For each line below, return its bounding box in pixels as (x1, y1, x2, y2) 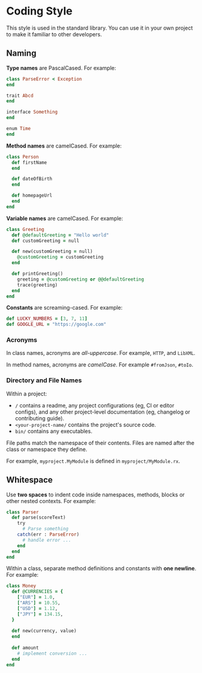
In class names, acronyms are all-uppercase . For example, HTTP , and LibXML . (6, 350, 196, 357)
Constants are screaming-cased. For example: (6, 304, 123, 311)
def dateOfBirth (11, 176, 52, 182)
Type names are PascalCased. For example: (6, 64, 116, 71)
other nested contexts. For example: (6, 497, 96, 504)
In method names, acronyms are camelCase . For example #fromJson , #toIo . (6, 361, 194, 368)
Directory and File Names (6, 376, 83, 385)
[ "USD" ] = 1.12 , (17, 605, 58, 611)
